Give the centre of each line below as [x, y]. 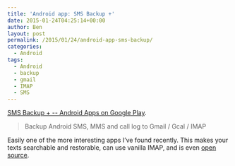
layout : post [26, 34]
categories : [25, 47]
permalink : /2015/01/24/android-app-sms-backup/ [80, 40]
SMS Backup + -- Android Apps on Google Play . [77, 113]
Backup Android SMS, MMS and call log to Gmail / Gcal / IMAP [115, 126]
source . [18, 155]
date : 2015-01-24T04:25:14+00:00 [56, 20]
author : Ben [25, 27]
